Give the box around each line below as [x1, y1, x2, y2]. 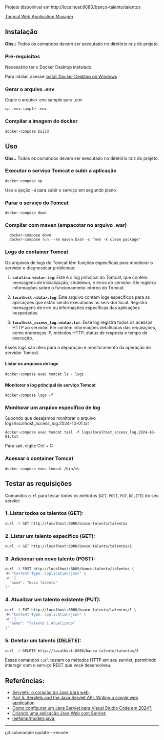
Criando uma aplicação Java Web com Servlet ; [12, 710, 107, 716]
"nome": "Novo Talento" [9, 580, 58, 585]
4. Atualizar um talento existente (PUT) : [5, 596, 101, 603]
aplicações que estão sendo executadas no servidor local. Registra [12, 299, 147, 305]
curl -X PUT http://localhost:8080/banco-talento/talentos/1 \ [5, 607, 137, 612]
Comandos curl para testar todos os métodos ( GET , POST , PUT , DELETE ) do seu [5, 492, 159, 499]
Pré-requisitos [5, 53, 40, 60]
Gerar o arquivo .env [5, 86, 55, 93]
